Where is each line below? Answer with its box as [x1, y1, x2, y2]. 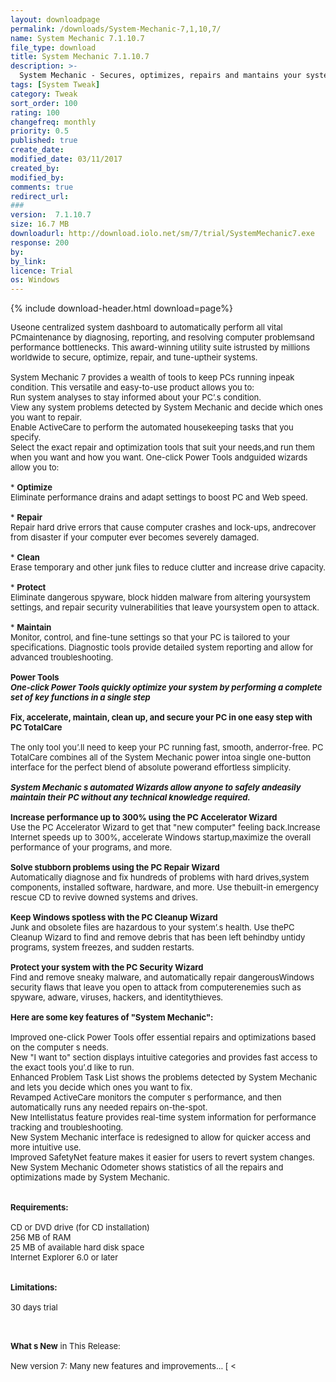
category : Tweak [10, 89, 78, 99]
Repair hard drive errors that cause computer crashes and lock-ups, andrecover [10, 522, 317, 533]
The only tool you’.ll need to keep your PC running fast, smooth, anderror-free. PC [10, 742, 324, 753]
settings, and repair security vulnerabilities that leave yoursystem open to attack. [10, 602, 320, 613]
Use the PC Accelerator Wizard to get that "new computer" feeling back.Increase [10, 822, 321, 833]
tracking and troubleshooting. [10, 1122, 124, 1133]
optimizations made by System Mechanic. [10, 1172, 171, 1183]
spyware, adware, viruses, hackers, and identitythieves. [10, 992, 224, 1003]
